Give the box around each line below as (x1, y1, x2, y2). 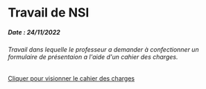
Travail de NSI (8, 5, 89, 21)
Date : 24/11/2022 (8, 28, 61, 36)
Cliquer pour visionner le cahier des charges (8, 74, 135, 82)
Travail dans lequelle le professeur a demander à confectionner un (8, 46, 200, 54)
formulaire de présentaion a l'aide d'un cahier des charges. (8, 53, 178, 61)
